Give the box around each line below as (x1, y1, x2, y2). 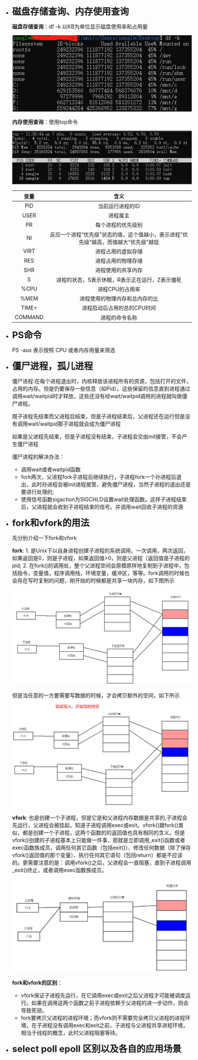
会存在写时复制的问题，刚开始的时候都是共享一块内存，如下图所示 (11, 577, 175, 584)
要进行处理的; (20, 488, 54, 496)
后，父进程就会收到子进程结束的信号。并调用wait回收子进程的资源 (20, 503, 184, 511)
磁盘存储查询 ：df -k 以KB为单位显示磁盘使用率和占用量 (11, 23, 148, 30)
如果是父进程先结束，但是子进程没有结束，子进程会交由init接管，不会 (11, 433, 182, 441)
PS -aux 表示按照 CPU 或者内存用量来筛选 (11, 347, 115, 354)
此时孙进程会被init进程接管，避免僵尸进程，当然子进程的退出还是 (31, 481, 191, 488)
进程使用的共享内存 (95, 266, 143, 274)
